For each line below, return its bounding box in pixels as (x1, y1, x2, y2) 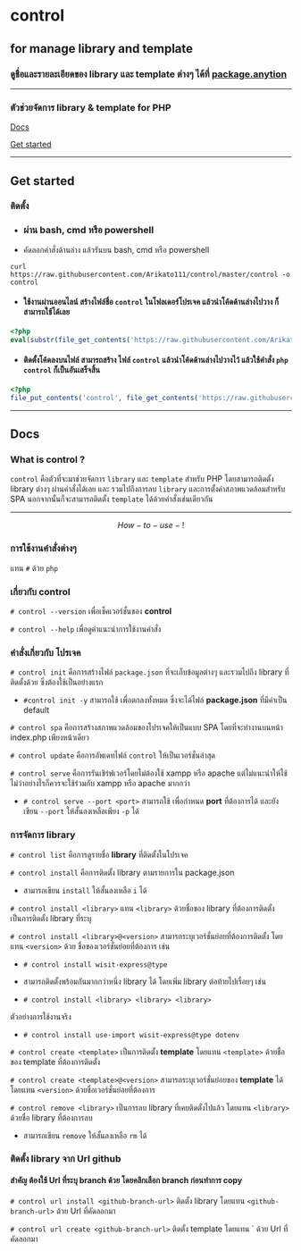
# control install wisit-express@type (22, 960, 168, 970)
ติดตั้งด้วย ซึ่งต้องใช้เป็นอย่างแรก (10, 676, 104, 688)
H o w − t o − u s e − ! (117, 520, 185, 531)
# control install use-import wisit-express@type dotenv (22, 1030, 240, 1039)
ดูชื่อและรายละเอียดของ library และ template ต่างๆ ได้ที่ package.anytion (10, 68, 288, 80)
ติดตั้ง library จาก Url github (10, 1153, 121, 1165)
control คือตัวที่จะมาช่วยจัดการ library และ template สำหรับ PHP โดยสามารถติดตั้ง (10, 474, 275, 484)
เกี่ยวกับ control (10, 585, 71, 598)
